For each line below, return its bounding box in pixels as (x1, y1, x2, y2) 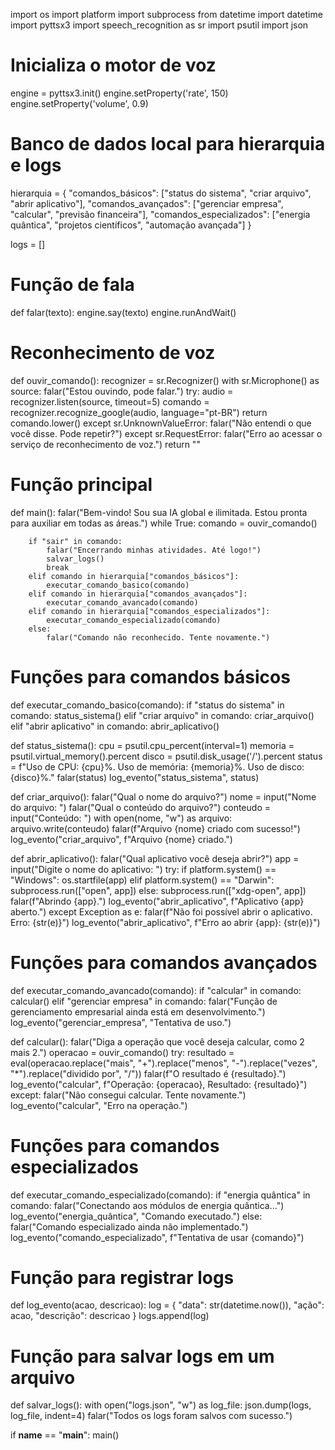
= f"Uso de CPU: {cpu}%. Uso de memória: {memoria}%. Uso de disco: (10, 760, 305, 773)
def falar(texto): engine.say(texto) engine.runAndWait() (10, 306, 237, 318)
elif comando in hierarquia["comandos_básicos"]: (28, 571, 240, 581)
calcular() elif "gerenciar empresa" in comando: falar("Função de (10, 995, 278, 1007)
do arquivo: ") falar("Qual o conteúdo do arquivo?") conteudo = (10, 801, 271, 813)
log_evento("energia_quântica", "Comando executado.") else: (10, 1210, 263, 1222)
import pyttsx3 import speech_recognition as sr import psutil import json (10, 19, 309, 31)
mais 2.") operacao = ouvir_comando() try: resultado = (10, 1046, 235, 1058)
